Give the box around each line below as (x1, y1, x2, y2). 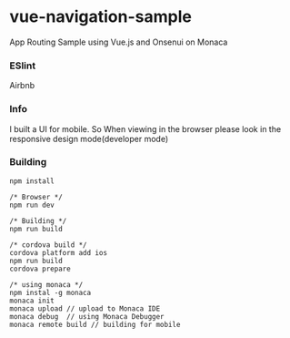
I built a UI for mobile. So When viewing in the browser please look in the (9, 123, 282, 134)
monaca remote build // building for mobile (9, 320, 181, 329)
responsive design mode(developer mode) (9, 133, 169, 144)
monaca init (9, 296, 55, 305)
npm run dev (9, 200, 55, 210)
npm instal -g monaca (9, 288, 92, 297)
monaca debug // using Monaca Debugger (9, 312, 165, 321)
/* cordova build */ (9, 240, 88, 250)
